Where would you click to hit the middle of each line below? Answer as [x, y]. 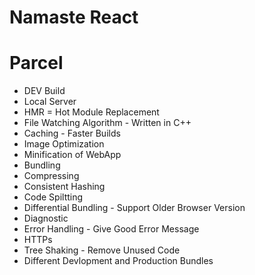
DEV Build [44, 91]
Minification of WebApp [72, 155]
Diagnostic [46, 218]
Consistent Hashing [64, 187]
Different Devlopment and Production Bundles [118, 261]
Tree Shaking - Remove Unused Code [102, 250]
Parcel [36, 63]
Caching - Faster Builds [72, 133]
